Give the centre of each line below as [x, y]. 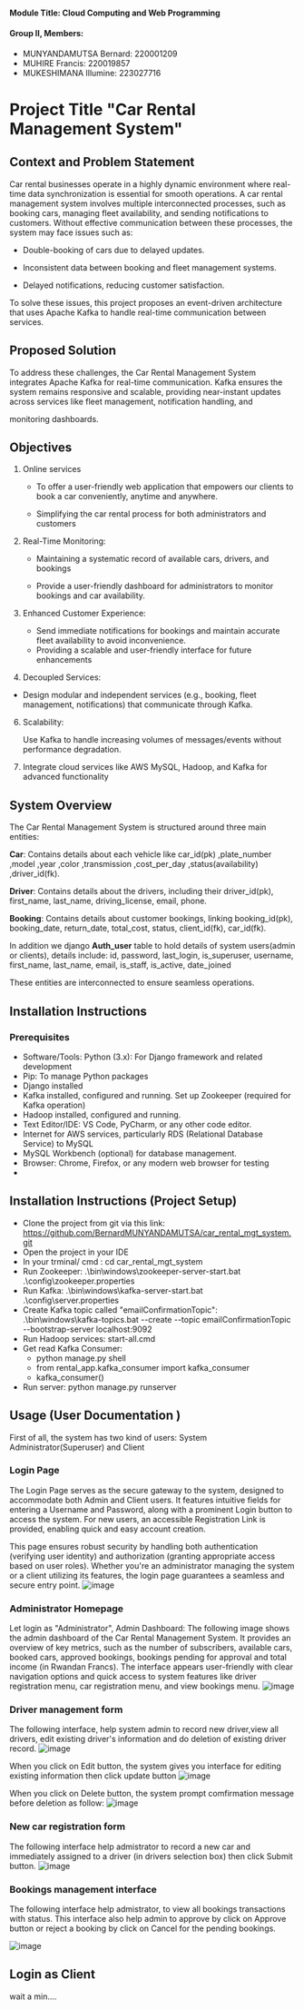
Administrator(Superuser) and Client [77, 1447]
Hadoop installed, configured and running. [102, 1114]
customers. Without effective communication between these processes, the [151, 222]
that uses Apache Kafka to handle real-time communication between [138, 312]
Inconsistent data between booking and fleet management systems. [149, 267]
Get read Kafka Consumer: [72, 1348]
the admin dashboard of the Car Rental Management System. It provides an [151, 1638]
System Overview [61, 805]
